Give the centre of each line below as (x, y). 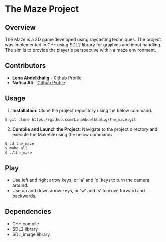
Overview (21, 28)
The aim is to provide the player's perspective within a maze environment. (81, 50)
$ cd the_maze (20, 143)
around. (20, 185)
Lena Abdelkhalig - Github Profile (47, 78)
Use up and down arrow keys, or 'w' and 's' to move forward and (79, 190)
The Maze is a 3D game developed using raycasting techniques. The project (83, 39)
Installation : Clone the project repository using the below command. (82, 110)
